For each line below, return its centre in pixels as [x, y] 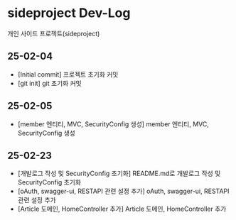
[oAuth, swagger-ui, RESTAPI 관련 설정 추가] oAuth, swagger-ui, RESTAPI [123, 191]
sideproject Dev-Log [69, 13]
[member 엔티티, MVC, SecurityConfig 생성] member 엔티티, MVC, [113, 124]
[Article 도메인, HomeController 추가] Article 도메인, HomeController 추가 [122, 209]
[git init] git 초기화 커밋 [49, 83]
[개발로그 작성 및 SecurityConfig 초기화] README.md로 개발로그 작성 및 [119, 174]
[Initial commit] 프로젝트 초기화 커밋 [68, 74]
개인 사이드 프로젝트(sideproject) [54, 33]
